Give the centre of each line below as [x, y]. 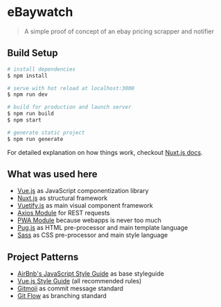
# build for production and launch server [69, 107]
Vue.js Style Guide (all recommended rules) [79, 281]
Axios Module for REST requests [63, 213]
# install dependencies [42, 69]
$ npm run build [30, 114]
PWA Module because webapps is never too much [89, 220]
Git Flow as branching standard [62, 296]
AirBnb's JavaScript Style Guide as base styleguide [90, 274]
